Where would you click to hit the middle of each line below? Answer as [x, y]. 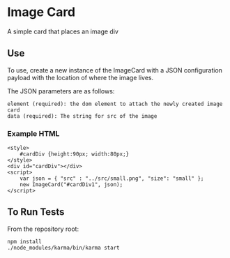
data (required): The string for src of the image [82, 116]
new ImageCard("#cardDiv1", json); [71, 185]
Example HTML [33, 133]
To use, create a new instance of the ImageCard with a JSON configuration [115, 70]
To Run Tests [36, 212]
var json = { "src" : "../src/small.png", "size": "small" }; [112, 179]
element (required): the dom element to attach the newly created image [115, 104]
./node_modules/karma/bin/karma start [63, 248]
